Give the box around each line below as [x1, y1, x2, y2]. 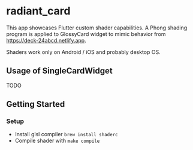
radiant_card [6, 4, 71, 18]
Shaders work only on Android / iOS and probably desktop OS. [6, 48, 161, 55]
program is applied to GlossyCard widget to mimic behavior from [6, 30, 166, 37]
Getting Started [6, 99, 65, 109]
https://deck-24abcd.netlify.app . [6, 37, 86, 44]
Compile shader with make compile [14, 137, 100, 145]
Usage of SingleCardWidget [6, 66, 113, 76]
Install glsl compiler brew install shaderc [14, 131, 118, 138]
